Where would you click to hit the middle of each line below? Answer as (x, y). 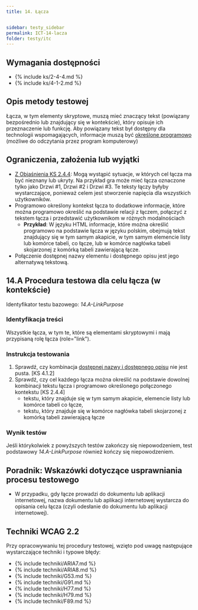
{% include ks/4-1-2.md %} (48, 83)
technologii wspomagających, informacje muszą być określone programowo (99, 134)
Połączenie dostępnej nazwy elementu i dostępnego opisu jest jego (97, 256)
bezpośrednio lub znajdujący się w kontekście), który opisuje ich (85, 122)
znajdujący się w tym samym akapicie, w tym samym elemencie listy (107, 237)
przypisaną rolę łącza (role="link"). (48, 339)
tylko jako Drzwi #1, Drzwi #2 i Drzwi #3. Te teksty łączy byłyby (92, 187)
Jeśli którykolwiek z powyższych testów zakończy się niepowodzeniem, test (99, 445)
